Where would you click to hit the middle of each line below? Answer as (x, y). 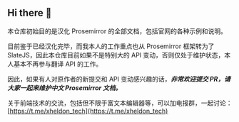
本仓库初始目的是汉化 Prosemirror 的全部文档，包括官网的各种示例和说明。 (117, 31)
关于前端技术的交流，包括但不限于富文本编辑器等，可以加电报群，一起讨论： (120, 103)
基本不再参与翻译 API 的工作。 (58, 64)
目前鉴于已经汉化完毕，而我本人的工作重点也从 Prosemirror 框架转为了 (111, 46)
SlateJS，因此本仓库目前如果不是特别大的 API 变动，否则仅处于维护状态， (116, 55)
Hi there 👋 (30, 13)
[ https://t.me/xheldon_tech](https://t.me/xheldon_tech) (88, 111)
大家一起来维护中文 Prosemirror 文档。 (65, 88)
